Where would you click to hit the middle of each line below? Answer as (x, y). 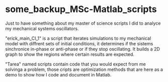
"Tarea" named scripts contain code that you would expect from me (75, 64)
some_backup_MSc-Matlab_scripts (81, 9)
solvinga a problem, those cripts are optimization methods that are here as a (84, 69)
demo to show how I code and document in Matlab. (58, 74)
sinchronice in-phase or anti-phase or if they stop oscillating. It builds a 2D (82, 49)
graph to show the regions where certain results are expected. (70, 54)
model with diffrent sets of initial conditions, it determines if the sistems (79, 43)
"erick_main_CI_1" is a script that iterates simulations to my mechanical (78, 38)
